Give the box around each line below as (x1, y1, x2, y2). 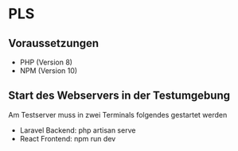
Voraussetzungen (8, 37, 99, 50)
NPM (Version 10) (19, 66, 78, 75)
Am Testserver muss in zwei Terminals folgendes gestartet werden (8, 110, 228, 119)
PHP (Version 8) (19, 57, 73, 67)
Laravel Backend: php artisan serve (19, 125, 136, 135)
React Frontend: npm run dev (19, 134, 116, 143)
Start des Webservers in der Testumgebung (8, 89, 231, 103)
